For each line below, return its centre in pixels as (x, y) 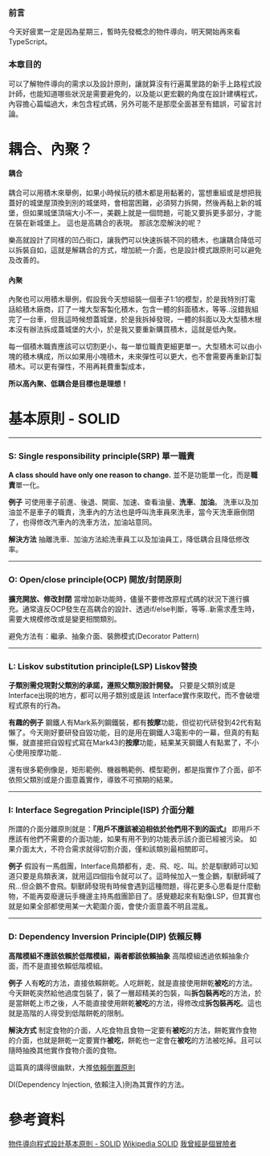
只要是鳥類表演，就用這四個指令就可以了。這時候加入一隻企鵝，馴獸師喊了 (138, 876)
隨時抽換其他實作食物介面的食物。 (65, 1050)
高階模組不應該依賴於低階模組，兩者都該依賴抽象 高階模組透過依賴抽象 (125, 956)
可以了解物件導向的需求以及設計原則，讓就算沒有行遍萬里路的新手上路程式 (131, 84)
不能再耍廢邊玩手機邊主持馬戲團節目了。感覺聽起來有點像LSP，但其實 (138, 897)
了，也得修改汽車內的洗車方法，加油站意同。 (82, 522)
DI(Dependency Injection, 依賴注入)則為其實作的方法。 (98, 1084)
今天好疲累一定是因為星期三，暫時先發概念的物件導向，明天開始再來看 (125, 32)
